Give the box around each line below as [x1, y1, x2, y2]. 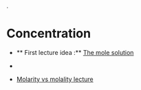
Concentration [6, 26, 91, 41]
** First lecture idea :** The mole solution [16, 48, 134, 56]
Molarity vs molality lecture [16, 75, 94, 83]
